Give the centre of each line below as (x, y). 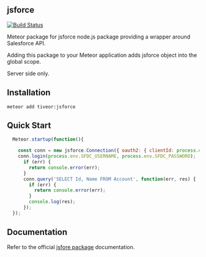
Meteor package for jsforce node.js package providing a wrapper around (99, 37)
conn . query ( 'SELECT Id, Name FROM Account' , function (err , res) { (109, 179)
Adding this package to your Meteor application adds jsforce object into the (102, 55)
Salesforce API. (26, 43)
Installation (29, 93)
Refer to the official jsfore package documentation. (71, 247)
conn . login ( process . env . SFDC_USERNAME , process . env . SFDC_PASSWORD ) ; (107, 156)
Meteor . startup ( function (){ (48, 140)
